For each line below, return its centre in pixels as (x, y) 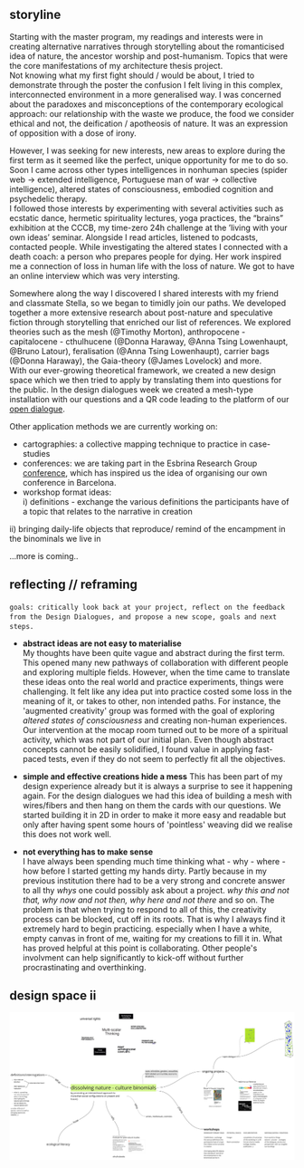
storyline (35, 15)
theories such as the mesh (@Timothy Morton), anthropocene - (128, 332)
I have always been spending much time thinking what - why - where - (154, 861)
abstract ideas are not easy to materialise (102, 643)
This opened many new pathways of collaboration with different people (155, 662)
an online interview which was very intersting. (95, 275)
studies (36, 453)
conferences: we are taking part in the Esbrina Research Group (140, 463)
